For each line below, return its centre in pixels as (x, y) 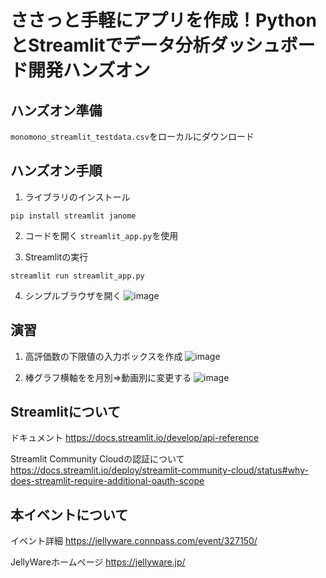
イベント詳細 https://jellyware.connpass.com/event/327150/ (134, 541)
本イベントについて (69, 514)
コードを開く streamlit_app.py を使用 (101, 235)
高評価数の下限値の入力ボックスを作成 (103, 356)
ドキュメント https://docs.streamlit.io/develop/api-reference (135, 438)
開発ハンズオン (89, 70)
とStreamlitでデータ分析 (110, 45)
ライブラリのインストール (77, 197)
